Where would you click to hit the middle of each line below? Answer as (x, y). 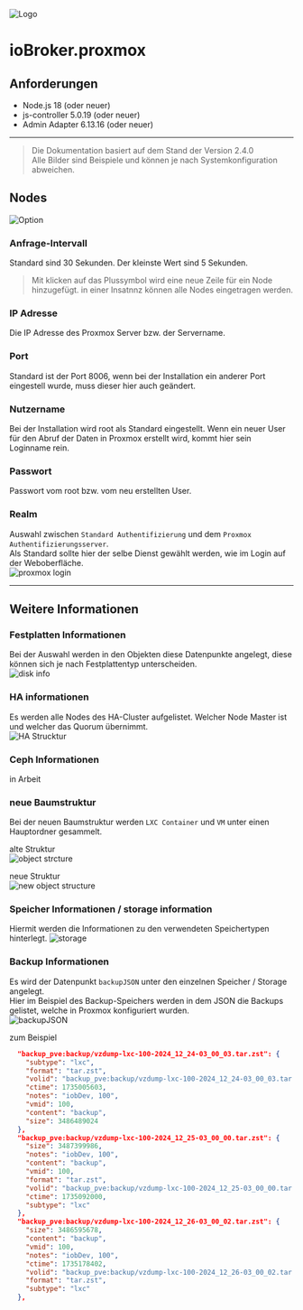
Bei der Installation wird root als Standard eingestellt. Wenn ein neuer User (147, 428)
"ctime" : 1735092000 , (66, 1196)
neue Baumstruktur (53, 802)
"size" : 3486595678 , (64, 1231)
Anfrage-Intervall (48, 243)
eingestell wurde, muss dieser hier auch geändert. (103, 386)
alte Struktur (32, 850)
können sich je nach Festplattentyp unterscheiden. (103, 664)
